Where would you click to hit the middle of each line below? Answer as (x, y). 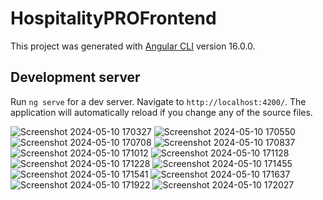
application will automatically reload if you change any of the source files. (161, 112)
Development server (75, 77)
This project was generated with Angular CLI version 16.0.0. (133, 46)
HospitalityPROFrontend (113, 18)
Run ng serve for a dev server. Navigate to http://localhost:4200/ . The (158, 101)
